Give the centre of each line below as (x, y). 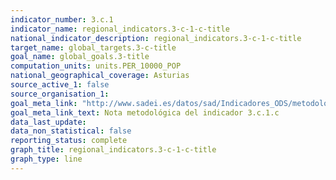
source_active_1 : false (60, 85)
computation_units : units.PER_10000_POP (96, 66)
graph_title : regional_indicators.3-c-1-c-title (113, 150)
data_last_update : (48, 122)
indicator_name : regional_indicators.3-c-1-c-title (120, 29)
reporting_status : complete (69, 141)
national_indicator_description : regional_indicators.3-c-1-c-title (156, 38)
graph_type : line (46, 159)
